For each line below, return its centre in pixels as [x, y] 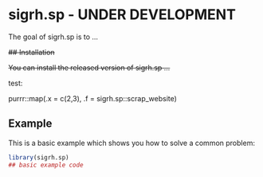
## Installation [31, 52]
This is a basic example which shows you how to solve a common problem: [131, 143]
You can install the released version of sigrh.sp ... [89, 67]
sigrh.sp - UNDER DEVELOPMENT [122, 15]
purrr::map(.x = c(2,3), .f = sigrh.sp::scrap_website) [93, 98]
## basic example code [46, 165]
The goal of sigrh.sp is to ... [53, 37]
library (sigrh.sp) [39, 157]
